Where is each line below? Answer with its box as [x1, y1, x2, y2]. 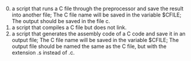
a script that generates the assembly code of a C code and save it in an [11, 30, 186, 37]
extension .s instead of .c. [11, 49, 75, 56]
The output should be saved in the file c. [11, 18, 111, 24]
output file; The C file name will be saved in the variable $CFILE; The [11, 37, 179, 43]
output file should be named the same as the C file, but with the [11, 43, 167, 50]
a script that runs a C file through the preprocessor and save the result [11, 5, 184, 12]
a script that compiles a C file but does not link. [11, 24, 127, 31]
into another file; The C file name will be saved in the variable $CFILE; [11, 11, 182, 18]
